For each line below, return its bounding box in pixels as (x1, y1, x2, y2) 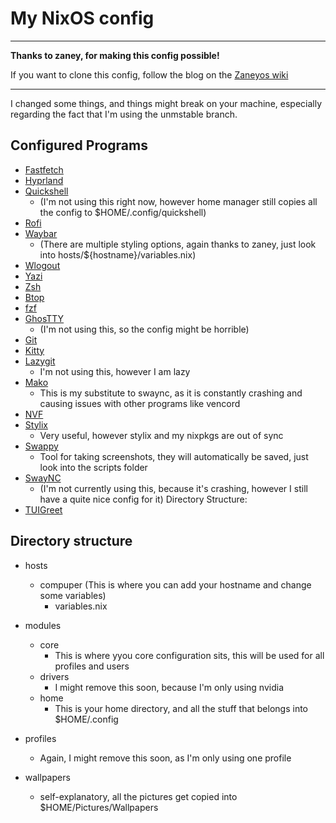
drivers (39, 670, 70, 682)
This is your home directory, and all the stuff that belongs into (54, 702, 308, 714)
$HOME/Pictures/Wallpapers (39, 801, 159, 813)
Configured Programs (10, 137, 148, 154)
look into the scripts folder (39, 461, 148, 473)
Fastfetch (24, 163, 64, 176)
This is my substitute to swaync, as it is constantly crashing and (39, 387, 303, 399)
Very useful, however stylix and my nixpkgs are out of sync (39, 429, 284, 441)
